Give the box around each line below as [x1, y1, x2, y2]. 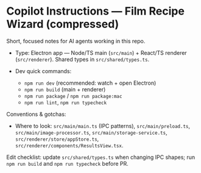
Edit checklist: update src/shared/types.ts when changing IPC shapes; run [6, 154, 196, 161]
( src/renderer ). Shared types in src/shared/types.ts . [15, 55, 150, 63]
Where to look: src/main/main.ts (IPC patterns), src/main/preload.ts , [15, 122, 191, 129]
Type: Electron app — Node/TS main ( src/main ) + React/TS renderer [15, 49, 187, 56]
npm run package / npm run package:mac [24, 92, 122, 99]
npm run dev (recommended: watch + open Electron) [24, 79, 157, 86]
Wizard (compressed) [6, 17, 119, 31]
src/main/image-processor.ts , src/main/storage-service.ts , [15, 129, 167, 136]
